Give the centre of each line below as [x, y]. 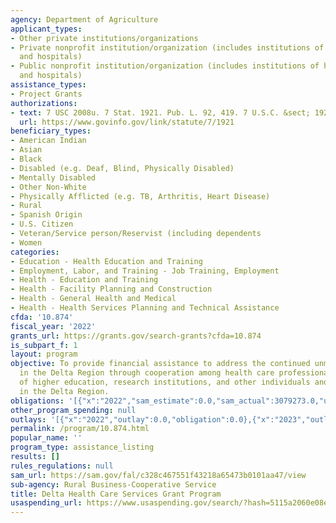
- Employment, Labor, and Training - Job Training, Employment [145, 271]
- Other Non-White [48, 187]
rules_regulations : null [62, 466]
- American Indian [48, 141]
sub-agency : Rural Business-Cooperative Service [113, 484]
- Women [26, 242]
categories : [35, 252]
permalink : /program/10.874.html [80, 429]
